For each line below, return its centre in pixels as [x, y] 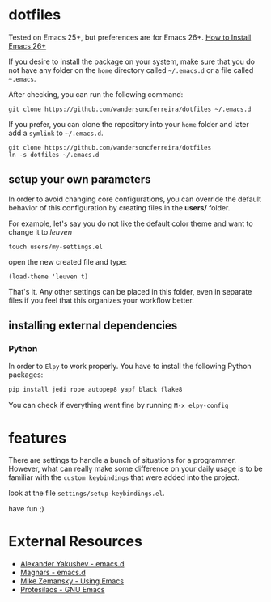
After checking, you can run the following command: [96, 94]
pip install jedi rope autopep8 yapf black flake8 [95, 390]
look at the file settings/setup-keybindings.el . [87, 493]
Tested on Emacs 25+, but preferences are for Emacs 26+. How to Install [130, 37]
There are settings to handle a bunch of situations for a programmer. [123, 460]
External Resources [76, 542]
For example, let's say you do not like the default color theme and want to [131, 223]
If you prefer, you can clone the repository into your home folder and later [129, 124]
